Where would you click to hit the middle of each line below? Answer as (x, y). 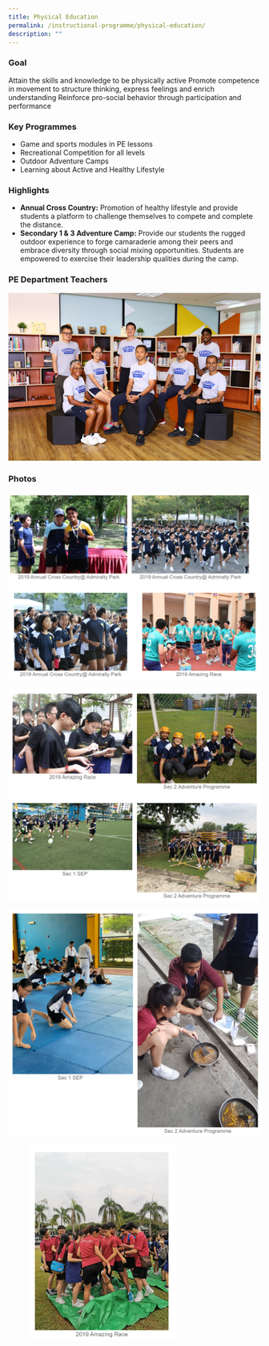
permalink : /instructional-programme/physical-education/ (107, 25)
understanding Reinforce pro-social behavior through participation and (125, 97)
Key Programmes (43, 127)
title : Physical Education (53, 17)
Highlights (29, 190)
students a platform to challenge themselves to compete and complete (137, 216)
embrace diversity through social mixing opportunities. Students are (132, 250)
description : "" (35, 34)
